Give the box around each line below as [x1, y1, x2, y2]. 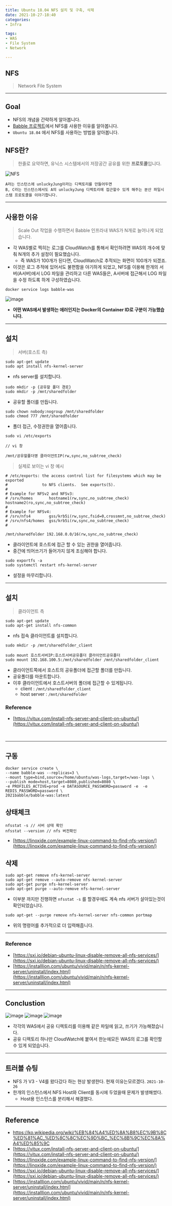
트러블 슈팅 [5, 1064, 38, 1072]
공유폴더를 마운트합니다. [12, 673, 61, 679]
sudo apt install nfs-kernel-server [5, 363, 83, 369]
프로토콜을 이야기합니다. [14, 193, 58, 198]
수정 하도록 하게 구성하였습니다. [18, 277, 81, 283]
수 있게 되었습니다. [12, 1043, 50, 1049]
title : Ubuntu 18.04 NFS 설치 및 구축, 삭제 [5, 7, 95, 13]
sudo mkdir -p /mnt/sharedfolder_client [5, 643, 93, 648]
